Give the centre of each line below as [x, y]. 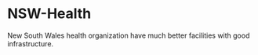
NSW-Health [49, 14]
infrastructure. [31, 43]
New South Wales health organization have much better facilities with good [129, 35]
